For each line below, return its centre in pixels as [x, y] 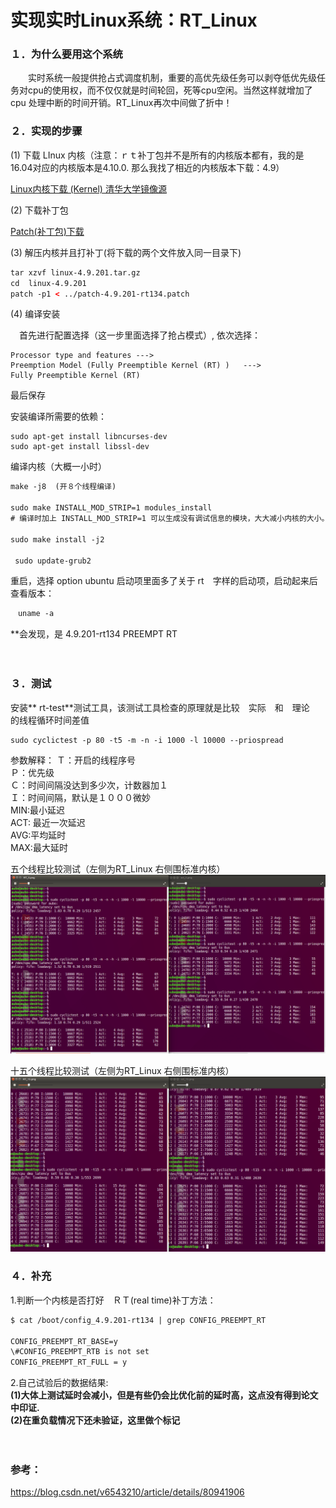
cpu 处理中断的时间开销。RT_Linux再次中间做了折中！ [121, 103]
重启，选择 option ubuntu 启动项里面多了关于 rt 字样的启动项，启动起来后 [164, 581]
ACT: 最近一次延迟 [48, 823]
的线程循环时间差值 [50, 720]
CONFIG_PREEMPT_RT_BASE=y [64, 1341]
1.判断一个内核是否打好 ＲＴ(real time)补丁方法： [113, 1300]
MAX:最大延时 [39, 848]
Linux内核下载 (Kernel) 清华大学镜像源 [88, 188]
